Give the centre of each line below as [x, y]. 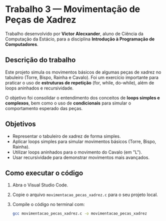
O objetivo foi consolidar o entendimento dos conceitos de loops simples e [82, 97]
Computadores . [22, 44]
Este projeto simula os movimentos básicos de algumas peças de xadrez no [83, 72]
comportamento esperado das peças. [44, 108]
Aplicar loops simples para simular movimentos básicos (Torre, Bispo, [84, 141]
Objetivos [20, 124]
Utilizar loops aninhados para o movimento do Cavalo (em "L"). [77, 152]
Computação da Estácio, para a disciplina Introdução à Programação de [80, 39]
